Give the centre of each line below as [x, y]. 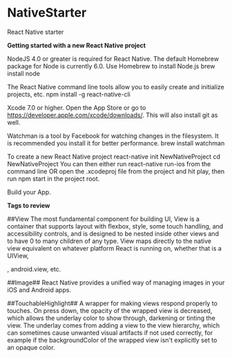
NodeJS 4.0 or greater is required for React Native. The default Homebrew [113, 59]
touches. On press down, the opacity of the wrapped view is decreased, [110, 310]
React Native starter [36, 32]
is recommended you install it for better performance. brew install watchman [116, 143]
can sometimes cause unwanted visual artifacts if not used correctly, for [110, 332]
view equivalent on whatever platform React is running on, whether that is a [115, 248]
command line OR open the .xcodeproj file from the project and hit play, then [116, 171]
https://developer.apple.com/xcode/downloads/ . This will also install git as [113, 115]
